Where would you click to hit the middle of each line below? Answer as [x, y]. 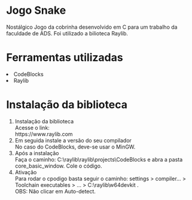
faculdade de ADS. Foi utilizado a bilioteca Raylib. [67, 33]
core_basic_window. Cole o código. [59, 166]
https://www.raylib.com [44, 134]
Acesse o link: [32, 128]
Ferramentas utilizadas [65, 58]
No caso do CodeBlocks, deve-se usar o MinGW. [75, 147]
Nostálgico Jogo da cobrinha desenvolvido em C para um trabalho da [92, 27]
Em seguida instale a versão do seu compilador [73, 140]
